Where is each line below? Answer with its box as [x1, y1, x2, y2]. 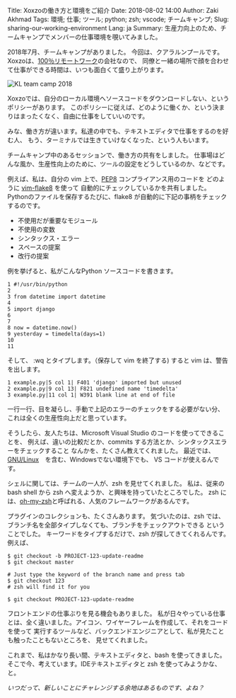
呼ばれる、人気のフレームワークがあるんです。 [57, 497, 193, 505]
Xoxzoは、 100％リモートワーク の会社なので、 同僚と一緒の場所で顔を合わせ [7, 57, 230, 65]
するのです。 [7, 201, 45, 210]
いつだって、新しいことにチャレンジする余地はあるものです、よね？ [7, 684, 205, 692]
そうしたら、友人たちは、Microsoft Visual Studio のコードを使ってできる [7, 429, 219, 437]
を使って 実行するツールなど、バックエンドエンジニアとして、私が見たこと [7, 627, 225, 635]
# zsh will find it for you [7, 583, 90, 590]
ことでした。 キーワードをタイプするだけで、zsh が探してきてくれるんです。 [7, 530, 230, 538]
